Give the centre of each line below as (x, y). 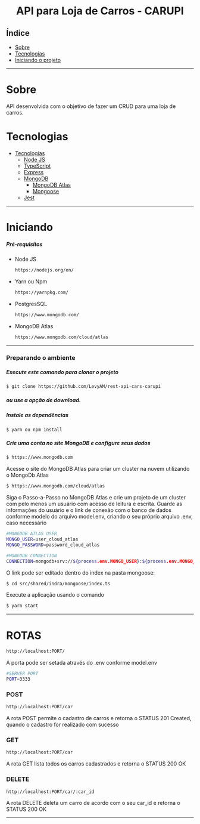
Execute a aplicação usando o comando (55, 595)
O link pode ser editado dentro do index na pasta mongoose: (81, 573)
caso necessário (26, 523)
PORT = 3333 (18, 679)
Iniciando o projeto (38, 60)
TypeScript (37, 166)
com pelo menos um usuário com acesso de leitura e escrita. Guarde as (94, 504)
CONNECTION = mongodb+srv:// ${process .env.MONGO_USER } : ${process (86, 561)
